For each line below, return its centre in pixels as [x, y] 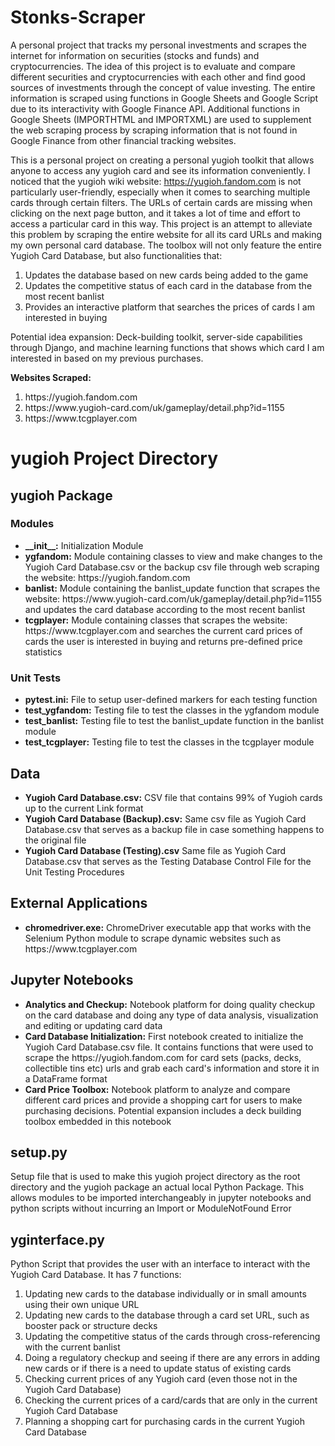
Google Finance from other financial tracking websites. [123, 140]
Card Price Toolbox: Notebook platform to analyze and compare [157, 1089]
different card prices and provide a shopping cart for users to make [163, 1100]
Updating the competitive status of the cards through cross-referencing [172, 1337]
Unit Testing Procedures [74, 872]
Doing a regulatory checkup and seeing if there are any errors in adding [172, 1358]
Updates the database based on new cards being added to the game [166, 275]
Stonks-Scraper [78, 17]
